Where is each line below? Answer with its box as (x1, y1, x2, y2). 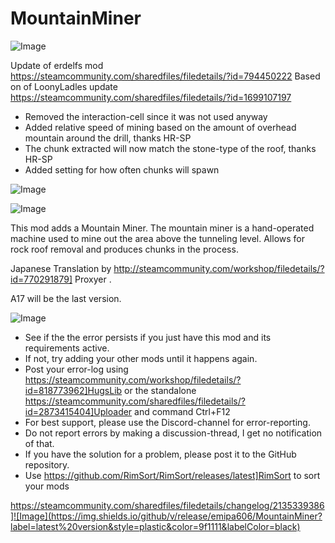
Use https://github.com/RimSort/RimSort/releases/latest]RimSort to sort (24, 469, 321, 481)
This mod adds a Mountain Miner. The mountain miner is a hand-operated (10, 222, 315, 234)
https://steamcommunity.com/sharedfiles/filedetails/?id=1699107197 (10, 91, 292, 103)
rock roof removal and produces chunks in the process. (10, 243, 239, 255)
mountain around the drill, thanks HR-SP (24, 132, 192, 144)
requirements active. (24, 342, 110, 354)
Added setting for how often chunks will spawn (24, 163, 220, 176)
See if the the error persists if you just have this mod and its (24, 331, 272, 343)
